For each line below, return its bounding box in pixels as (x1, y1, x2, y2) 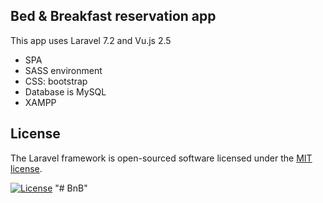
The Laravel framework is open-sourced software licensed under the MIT (10, 152, 313, 164)
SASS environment (24, 64, 103, 76)
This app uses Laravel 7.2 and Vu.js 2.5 (10, 34, 172, 46)
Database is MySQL (24, 85, 107, 98)
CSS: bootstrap (24, 75, 88, 87)
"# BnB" (54, 182, 88, 194)
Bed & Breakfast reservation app (10, 8, 217, 25)
